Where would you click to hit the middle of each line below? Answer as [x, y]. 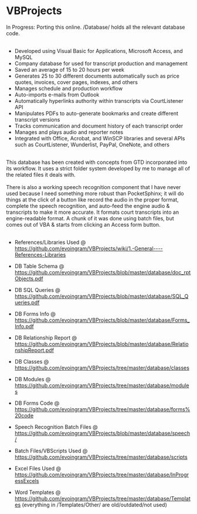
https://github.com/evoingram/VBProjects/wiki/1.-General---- [89, 248]
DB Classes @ [32, 361]
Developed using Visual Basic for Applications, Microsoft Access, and [98, 51]
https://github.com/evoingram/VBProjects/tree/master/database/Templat [102, 498]
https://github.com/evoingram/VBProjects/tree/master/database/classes [102, 368]
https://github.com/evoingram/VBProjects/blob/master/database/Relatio [101, 344]
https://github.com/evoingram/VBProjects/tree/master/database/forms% [102, 409]
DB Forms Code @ [37, 403]
